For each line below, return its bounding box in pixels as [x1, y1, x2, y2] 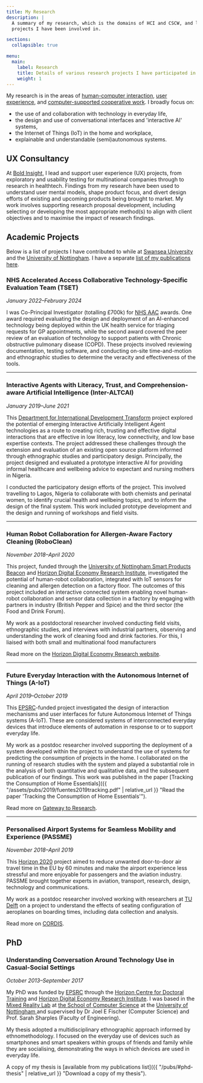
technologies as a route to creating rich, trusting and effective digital [6, 426, 176, 434]
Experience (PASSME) [6, 833, 72, 841]
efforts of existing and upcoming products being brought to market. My [6, 195, 184, 202]
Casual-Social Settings [6, 963, 76, 971]
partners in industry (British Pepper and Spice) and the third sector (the [6, 601, 184, 608]
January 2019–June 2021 [6, 402, 69, 410]
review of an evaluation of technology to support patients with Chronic [6, 335, 182, 342]
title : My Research [6, 8, 56, 15]
